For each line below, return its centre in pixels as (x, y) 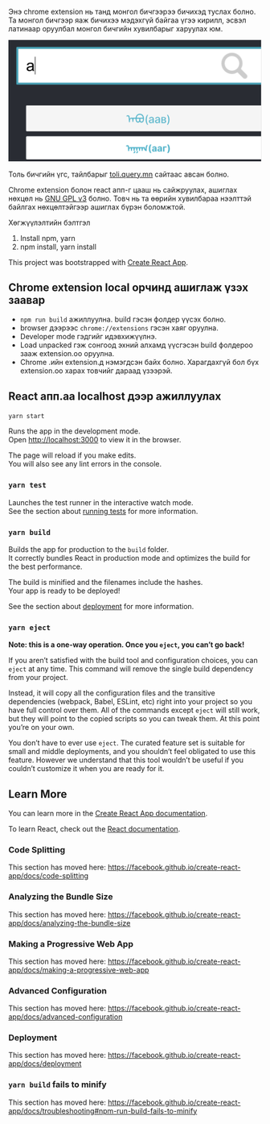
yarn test (27, 485)
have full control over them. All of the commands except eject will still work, (134, 710)
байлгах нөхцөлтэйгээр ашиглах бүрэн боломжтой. (97, 207)
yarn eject (29, 627)
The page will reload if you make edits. (72, 455)
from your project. (38, 678)
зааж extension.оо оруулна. (67, 354)
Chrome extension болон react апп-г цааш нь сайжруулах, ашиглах (123, 189)
